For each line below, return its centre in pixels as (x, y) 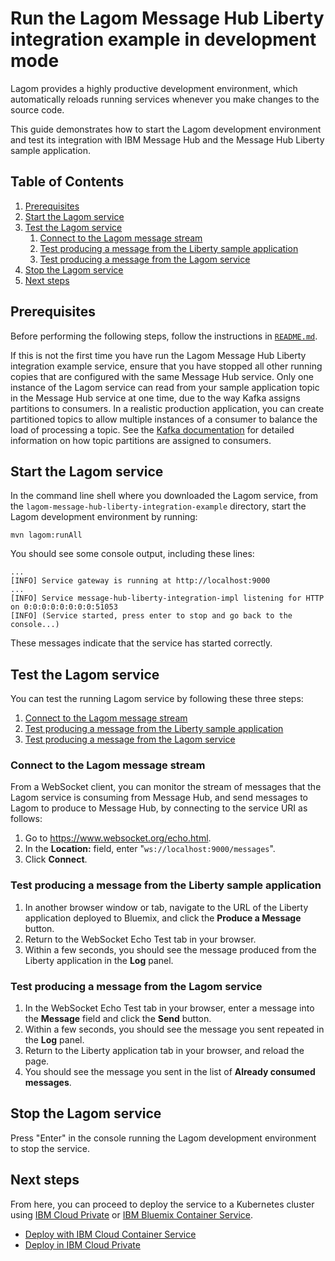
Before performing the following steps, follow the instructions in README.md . (164, 336)
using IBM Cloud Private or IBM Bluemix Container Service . (131, 1214)
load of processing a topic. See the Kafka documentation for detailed (152, 429)
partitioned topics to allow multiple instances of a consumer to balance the (164, 419)
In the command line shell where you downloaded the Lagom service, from (164, 496)
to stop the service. (50, 1148)
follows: (26, 819)
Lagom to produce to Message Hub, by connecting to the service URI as (159, 808)
